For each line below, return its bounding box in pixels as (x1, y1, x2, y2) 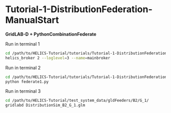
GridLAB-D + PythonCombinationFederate (5, 31, 97, 37)
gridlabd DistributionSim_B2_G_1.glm (5, 103, 85, 108)
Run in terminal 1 (5, 41, 40, 47)
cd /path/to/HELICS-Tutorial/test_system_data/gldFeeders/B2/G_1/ (5, 98, 149, 103)
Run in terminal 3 (5, 88, 41, 94)
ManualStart (5, 14, 60, 26)
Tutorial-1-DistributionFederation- (5, 4, 153, 15)
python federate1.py (5, 79, 49, 84)
